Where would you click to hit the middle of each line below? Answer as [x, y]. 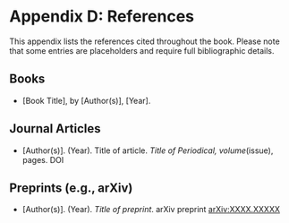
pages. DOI [43, 159]
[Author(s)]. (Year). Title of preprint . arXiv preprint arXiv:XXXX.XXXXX [151, 210]
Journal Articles [55, 129]
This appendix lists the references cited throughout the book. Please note [144, 41]
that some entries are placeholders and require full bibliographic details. [142, 50]
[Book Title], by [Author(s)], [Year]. [86, 100]
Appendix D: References [102, 17]
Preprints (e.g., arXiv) [71, 188]
